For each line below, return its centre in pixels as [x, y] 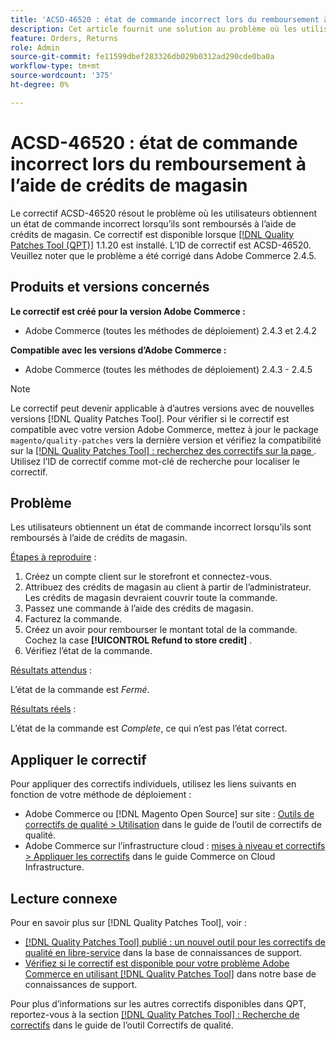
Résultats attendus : [51, 670]
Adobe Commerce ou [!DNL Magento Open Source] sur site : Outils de [169, 814]
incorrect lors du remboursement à [158, 163]
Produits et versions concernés [110, 287]
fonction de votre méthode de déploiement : [101, 795]
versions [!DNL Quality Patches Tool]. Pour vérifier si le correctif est [150, 418]
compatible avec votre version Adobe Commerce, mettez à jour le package [165, 429]
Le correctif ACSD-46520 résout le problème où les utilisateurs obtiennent [164, 213]
